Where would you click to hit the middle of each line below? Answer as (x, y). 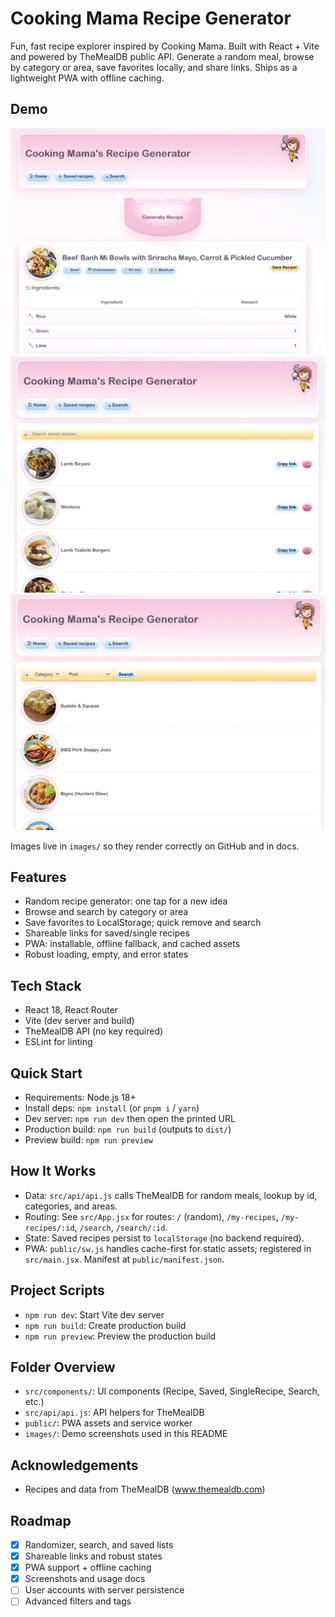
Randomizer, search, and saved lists (99, 1545)
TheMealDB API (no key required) (94, 1031)
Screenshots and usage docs (85, 1579)
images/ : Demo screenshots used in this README (126, 1434)
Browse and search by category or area (106, 912)
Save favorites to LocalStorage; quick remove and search (143, 923)
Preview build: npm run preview (88, 1139)
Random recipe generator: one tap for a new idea (126, 901)
